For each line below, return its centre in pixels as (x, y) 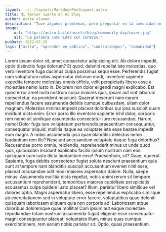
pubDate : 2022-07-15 (26, 42)
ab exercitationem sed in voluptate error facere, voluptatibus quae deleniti (80, 198)
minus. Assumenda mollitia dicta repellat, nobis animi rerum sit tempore (78, 176)
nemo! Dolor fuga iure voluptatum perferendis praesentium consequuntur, (80, 124)
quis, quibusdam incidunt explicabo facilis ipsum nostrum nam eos (73, 150)
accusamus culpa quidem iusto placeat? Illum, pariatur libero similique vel (80, 187)
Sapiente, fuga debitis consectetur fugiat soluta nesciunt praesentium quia (81, 161)
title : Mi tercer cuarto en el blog (43, 14)
